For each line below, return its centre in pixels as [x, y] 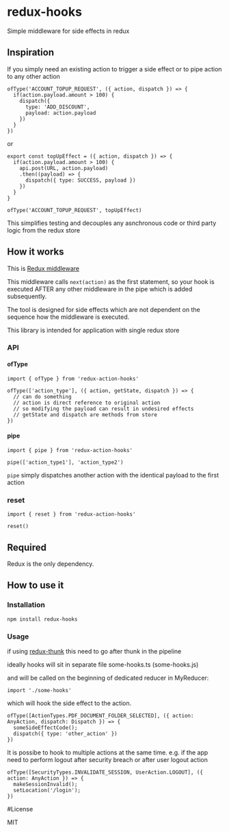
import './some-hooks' [39, 690]
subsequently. [27, 296]
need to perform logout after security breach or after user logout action [108, 759]
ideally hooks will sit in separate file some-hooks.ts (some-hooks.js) [103, 664]
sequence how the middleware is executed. [68, 317]
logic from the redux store [44, 230]
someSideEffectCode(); [45, 728]
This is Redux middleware [43, 268]
